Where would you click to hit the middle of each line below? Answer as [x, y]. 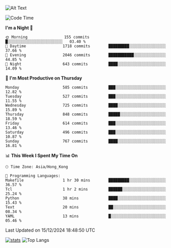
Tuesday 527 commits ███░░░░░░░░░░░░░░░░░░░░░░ [86, 96]
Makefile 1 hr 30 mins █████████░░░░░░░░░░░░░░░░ [86, 180]
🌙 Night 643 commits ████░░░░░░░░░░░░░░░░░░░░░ [86, 64]
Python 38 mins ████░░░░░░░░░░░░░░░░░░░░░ [86, 198]
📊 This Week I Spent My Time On [41, 156]
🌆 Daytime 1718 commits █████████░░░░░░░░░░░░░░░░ [86, 46]
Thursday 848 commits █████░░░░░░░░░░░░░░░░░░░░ [86, 114]
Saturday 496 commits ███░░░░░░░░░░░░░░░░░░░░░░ [86, 132]
